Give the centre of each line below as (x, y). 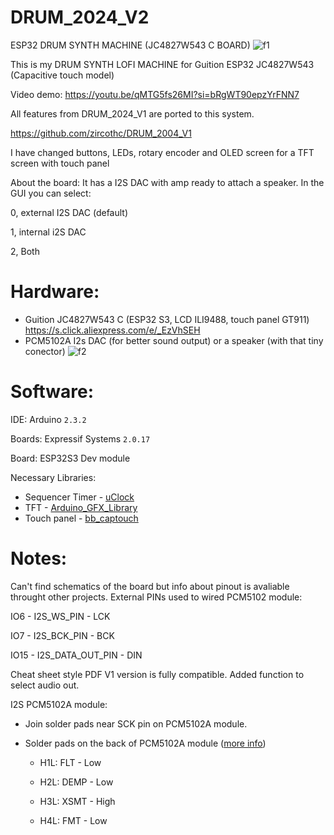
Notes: (39, 558)
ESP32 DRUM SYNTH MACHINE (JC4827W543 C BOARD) (130, 45)
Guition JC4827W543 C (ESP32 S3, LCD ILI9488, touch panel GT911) (167, 319)
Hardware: (55, 292)
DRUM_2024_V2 (80, 17)
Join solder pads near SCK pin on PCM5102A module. (136, 723)
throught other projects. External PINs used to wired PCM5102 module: (156, 597)
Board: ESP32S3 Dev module (70, 458)
